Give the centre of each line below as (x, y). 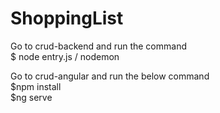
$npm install (36, 86)
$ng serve (31, 97)
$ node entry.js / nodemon (65, 56)
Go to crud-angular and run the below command (110, 76)
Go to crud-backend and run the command (98, 46)
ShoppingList (67, 18)
